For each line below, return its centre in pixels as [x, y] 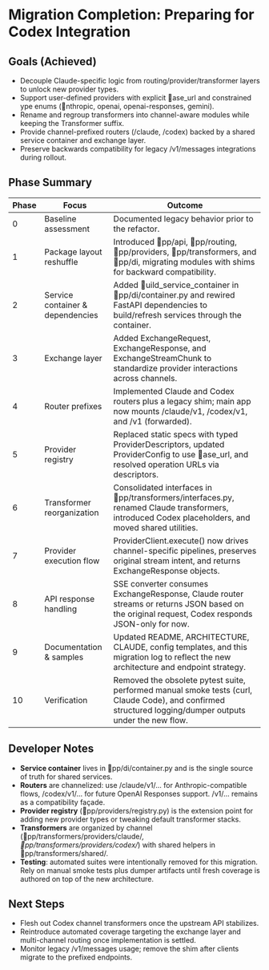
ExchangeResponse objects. [167, 570]
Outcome [185, 205]
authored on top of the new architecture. [87, 879]
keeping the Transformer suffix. [72, 123]
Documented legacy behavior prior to [183, 218]
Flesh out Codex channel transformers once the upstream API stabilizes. [139, 923]
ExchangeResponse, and [160, 348]
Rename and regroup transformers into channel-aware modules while [134, 115]
